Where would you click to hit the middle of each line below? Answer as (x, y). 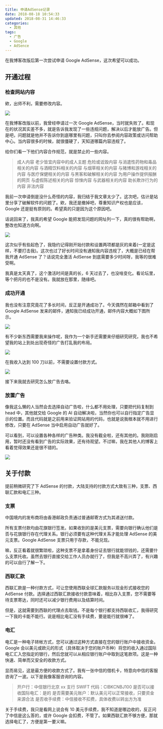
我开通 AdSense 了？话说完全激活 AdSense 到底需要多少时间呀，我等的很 (79, 257)
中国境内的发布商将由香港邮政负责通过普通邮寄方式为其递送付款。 (71, 518)
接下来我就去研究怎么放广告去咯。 (39, 381)
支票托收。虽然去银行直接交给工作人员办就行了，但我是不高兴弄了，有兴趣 (83, 556)
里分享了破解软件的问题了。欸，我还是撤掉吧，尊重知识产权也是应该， (75, 203)
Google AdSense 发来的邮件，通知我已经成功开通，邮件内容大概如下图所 (78, 311)
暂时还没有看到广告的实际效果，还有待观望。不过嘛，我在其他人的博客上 (86, 441)
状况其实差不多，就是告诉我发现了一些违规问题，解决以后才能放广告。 (83, 129)
